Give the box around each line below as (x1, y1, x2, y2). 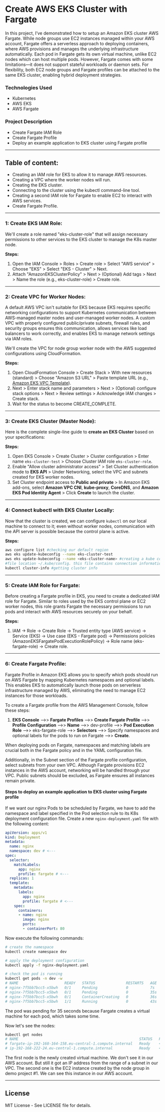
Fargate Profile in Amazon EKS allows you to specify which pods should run (5, 671, 158, 677)
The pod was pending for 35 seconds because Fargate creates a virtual (5, 1008, 150, 1014)
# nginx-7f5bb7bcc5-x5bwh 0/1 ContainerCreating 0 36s (5, 994, 157, 999)
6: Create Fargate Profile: (5, 661, 67, 667)
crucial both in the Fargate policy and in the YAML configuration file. (5, 747, 143, 753)
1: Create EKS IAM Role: (5, 220, 62, 227)
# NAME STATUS (5, 1037, 153, 1042)
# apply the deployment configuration (5, 958, 84, 963)
